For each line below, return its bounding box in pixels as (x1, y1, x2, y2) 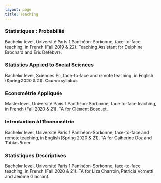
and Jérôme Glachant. (5, 173, 50, 179)
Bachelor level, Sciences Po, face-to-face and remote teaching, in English (5, 73, 154, 79)
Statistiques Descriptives (5, 152, 67, 159)
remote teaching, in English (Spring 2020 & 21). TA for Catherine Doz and (5, 135, 152, 141)
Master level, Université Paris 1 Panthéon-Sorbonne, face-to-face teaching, (5, 101, 157, 107)
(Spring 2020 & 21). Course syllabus (5, 78, 78, 83)
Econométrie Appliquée (5, 90, 62, 97)
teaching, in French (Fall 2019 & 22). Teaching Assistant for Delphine (5, 44, 143, 50)
